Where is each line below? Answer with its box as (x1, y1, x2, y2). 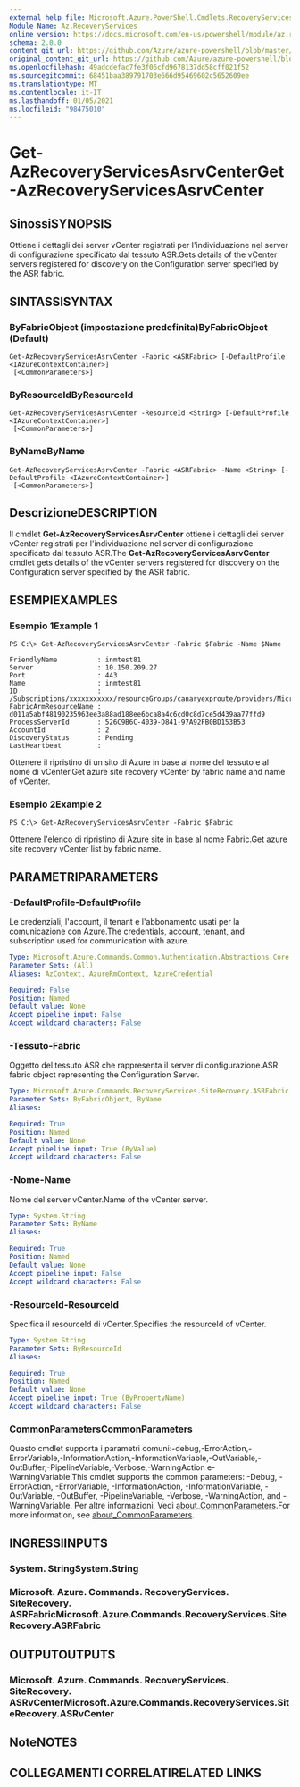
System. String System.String (9, 1562, 139, 1575)
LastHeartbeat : (9, 742, 102, 751)
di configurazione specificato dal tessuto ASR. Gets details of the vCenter (9, 249, 278, 260)
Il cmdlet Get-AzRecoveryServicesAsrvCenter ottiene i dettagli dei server (9, 528, 284, 540)
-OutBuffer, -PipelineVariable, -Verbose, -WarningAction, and (56, 1491, 281, 1501)
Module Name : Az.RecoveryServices (9, 21, 138, 30)
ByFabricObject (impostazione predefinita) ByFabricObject (9, 320, 268, 333)
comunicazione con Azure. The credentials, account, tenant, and (9, 926, 246, 937)
